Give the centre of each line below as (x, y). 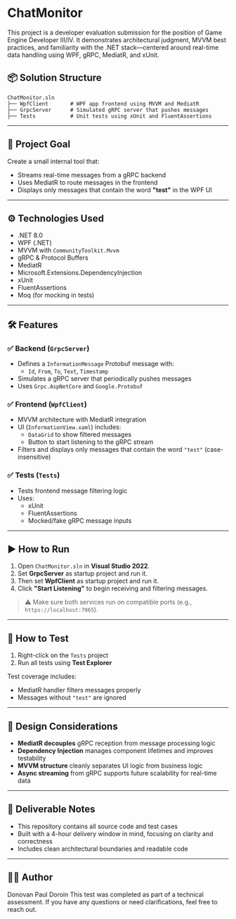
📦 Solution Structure (54, 78)
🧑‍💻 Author (30, 877)
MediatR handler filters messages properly (79, 690)
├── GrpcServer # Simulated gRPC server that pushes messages (108, 110)
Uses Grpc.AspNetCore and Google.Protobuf (80, 386)
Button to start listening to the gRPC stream (91, 442)
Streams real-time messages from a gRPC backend (92, 175)
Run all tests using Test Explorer (65, 663)
